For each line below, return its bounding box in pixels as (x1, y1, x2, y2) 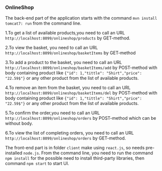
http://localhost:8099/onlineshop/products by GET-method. (5, 35, 131, 41)
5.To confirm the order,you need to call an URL (5, 110, 100, 116)
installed (5, 150, 23, 156)
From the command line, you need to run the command (41, 150, 153, 156)
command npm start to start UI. (5, 161, 69, 167)
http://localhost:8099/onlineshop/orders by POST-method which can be (5, 115, 157, 121)
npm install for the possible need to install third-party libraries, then (5, 155, 145, 161)
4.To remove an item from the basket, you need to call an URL (5, 85, 131, 91)
